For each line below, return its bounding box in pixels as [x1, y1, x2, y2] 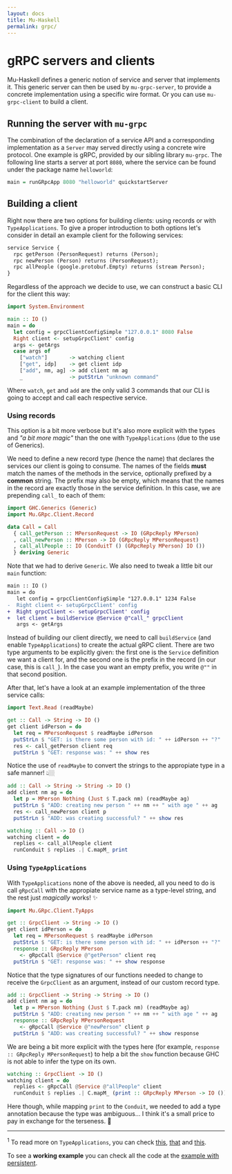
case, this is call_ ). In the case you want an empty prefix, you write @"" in [7, 663, 217, 671]
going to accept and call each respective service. [7, 393, 148, 402]
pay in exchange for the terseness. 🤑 [7, 1117, 112, 1126]
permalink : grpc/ [7, 23, 57, 30]
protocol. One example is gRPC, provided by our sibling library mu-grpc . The [7, 151, 222, 159]
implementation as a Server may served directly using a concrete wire [7, 143, 206, 152]
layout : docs [7, 10, 45, 17]
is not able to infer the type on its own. [7, 1057, 117, 1065]
